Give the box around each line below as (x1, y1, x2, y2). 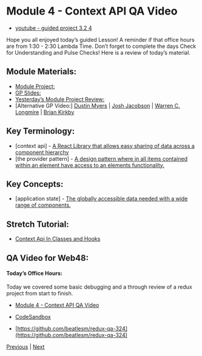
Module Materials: (6, 67, 77, 77)
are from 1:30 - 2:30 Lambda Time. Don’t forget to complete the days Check (6, 42, 197, 50)
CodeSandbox (15, 313, 52, 320)
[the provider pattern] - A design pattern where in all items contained (15, 155, 188, 162)
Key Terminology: (6, 126, 75, 136)
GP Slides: (15, 89, 41, 96)
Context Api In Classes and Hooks (15, 235, 101, 243)
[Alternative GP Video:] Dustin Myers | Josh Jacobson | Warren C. (15, 102, 180, 109)
